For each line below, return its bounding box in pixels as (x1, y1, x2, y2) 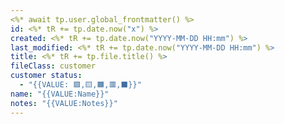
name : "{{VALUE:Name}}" (10, 89, 110, 99)
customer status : (10, 71, 83, 81)
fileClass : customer (10, 61, 97, 71)
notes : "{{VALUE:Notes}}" (10, 98, 118, 108)
